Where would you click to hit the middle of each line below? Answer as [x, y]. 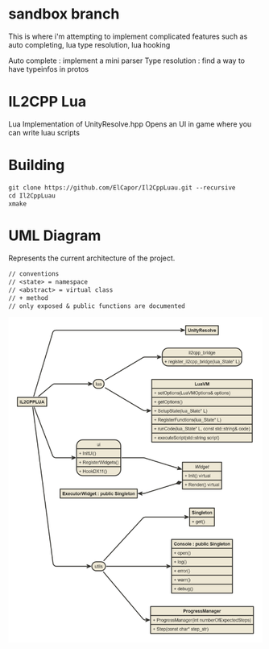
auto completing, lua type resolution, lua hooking [89, 44]
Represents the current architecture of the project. [92, 258]
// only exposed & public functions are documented [97, 306]
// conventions [34, 274]
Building [37, 165]
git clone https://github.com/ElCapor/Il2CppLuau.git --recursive [122, 187]
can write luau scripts [44, 132]
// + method [28, 298]
